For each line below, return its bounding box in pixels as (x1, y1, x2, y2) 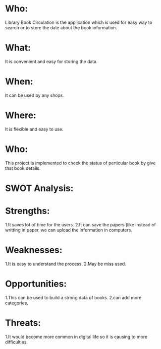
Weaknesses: (5, 244, 63, 256)
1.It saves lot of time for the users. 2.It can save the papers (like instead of (5, 221, 156, 227)
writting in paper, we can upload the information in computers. (5, 227, 132, 233)
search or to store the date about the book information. (5, 24, 117, 30)
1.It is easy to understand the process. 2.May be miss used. (5, 261, 126, 267)
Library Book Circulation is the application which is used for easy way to (5, 19, 153, 25)
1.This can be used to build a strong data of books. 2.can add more (5, 294, 142, 300)
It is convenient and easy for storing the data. (5, 58, 98, 65)
